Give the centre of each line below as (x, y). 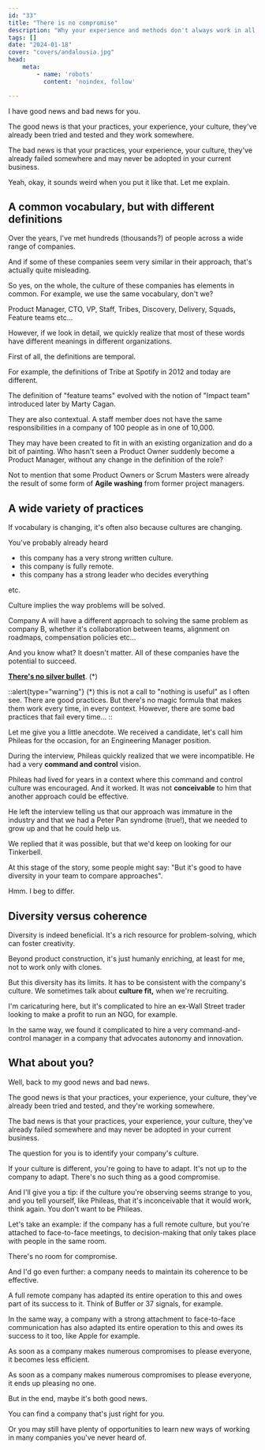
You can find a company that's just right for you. (86, 1414)
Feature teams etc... (41, 317)
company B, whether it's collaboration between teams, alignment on (119, 629)
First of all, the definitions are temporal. (72, 357)
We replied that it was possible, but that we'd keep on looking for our (120, 844)
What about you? (51, 1063)
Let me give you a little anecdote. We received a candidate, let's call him (125, 732)
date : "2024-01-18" (40, 45)
